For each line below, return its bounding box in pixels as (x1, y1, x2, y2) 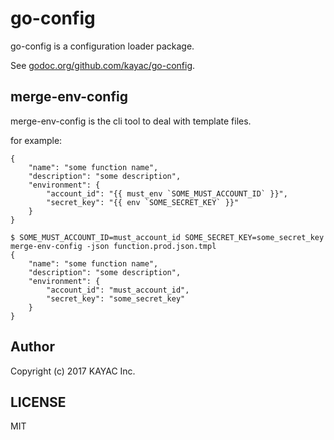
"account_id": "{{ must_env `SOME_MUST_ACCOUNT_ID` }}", (46, 188, 288, 199)
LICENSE (10, 393, 67, 411)
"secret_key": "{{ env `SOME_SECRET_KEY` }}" (46, 197, 240, 207)
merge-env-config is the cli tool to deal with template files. (10, 115, 252, 127)
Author (10, 338, 55, 356)
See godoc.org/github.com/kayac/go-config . (10, 59, 196, 71)
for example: (10, 134, 63, 146)
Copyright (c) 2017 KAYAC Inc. (10, 365, 136, 377)
